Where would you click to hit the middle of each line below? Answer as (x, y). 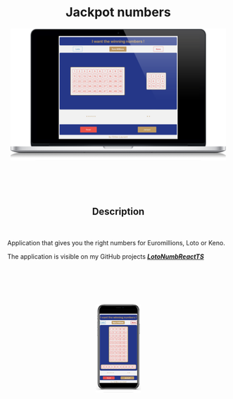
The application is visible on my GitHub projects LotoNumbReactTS (106, 257)
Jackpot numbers (118, 12)
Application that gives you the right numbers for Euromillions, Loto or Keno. (116, 243)
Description (118, 212)
